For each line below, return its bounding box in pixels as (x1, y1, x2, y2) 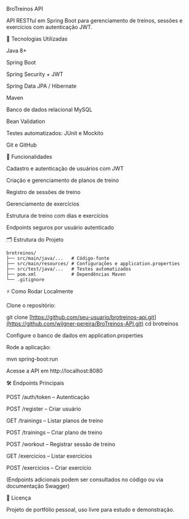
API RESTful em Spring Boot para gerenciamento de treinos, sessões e (6, 17, 183, 24)
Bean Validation (6, 118, 45, 125)
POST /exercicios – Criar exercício (6, 464, 92, 471)
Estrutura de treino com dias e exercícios (6, 212, 109, 219)
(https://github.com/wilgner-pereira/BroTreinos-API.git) (6, 320, 144, 327)
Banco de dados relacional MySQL (6, 106, 93, 113)
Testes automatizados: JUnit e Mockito (6, 130, 104, 136)
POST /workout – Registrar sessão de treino (6, 441, 116, 448)
